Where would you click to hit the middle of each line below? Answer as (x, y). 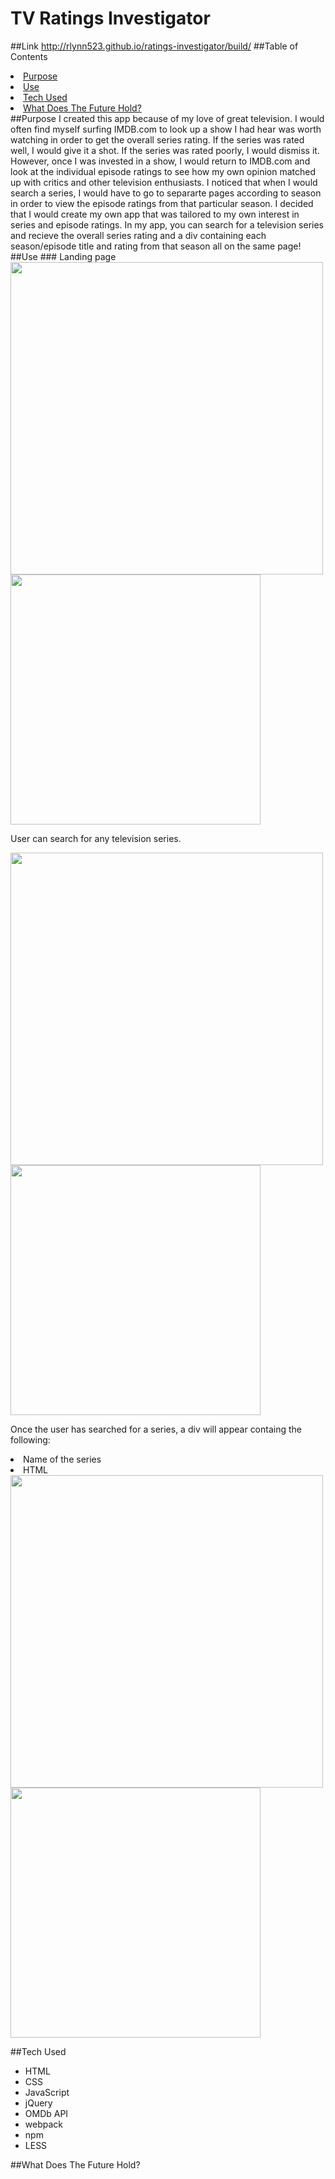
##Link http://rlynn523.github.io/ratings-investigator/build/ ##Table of (154, 46)
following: (30, 1439)
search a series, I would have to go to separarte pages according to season (166, 193)
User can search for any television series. (96, 838)
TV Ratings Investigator (110, 18)
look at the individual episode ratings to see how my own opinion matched (163, 171)
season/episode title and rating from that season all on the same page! (156, 246)
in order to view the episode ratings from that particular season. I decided (162, 203)
